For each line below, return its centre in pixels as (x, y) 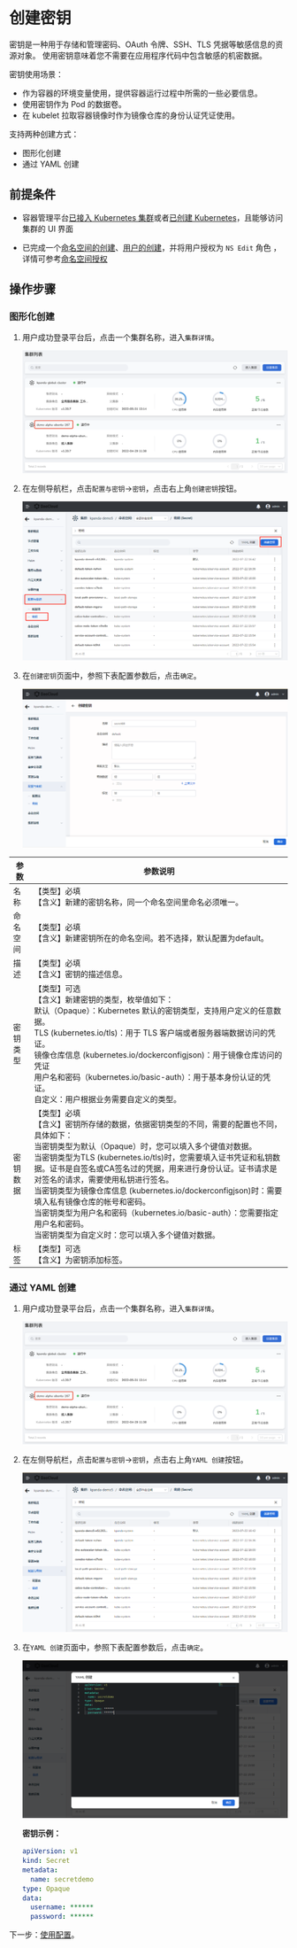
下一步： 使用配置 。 (44, 1935)
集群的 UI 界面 (47, 229)
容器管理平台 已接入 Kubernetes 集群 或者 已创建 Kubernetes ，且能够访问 (152, 217)
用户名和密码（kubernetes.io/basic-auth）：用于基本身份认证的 (148, 1076)
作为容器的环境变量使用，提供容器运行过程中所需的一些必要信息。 (142, 93)
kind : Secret (46, 1861)
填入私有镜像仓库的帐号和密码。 (92, 1201)
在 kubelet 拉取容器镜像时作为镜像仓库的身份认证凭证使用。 (131, 115)
